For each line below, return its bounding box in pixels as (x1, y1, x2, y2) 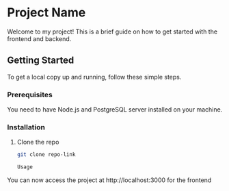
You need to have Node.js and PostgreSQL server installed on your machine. (7, 105, 223, 114)
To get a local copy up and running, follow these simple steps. (7, 73, 182, 81)
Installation (7, 122, 46, 131)
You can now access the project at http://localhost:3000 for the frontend (7, 176, 212, 184)
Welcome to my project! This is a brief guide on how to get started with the (7, 27, 217, 36)
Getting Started (7, 55, 75, 66)
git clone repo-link (16, 151, 76, 158)
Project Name (7, 5, 86, 21)
